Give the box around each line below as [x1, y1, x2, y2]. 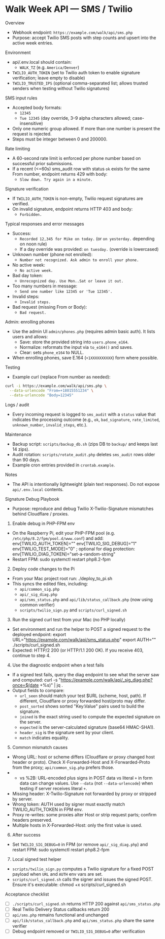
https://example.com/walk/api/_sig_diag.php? [61, 677, 153, 683]
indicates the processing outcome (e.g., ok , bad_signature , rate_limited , [12, 417, 160, 423]
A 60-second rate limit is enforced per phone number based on [12, 155, 141, 161]
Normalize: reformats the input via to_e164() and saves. [19, 344, 133, 350]
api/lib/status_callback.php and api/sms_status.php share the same [12, 917, 154, 923]
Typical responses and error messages [5, 221, 85, 227]
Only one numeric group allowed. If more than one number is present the [12, 125, 160, 132]
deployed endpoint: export [12, 631, 66, 637]
